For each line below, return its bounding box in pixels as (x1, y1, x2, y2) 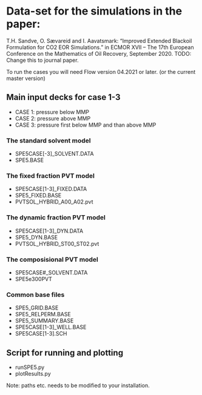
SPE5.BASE (15, 156, 44, 164)
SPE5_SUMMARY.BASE (15, 317, 74, 325)
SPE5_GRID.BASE (15, 304, 59, 311)
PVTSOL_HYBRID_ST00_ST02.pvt (15, 240, 99, 247)
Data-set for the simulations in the (6, 4, 183, 18)
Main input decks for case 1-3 (6, 92, 121, 102)
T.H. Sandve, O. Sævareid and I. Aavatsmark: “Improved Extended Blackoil (6, 37, 192, 44)
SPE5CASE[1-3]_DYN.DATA (15, 227, 84, 234)
